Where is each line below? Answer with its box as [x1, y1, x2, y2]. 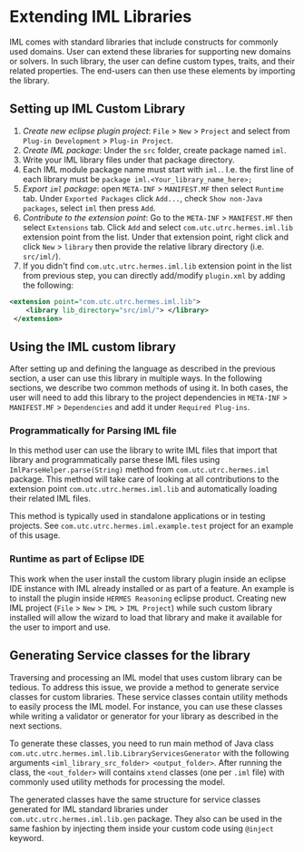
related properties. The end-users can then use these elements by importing [9, 65, 296, 76]
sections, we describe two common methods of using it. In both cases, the [9, 383, 289, 394]
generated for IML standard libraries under [9, 803, 169, 814]
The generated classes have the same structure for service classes [9, 794, 261, 805]
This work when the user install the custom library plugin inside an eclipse [9, 573, 287, 584]
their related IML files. [9, 493, 91, 504]
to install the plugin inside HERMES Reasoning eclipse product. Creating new [9, 592, 288, 603]
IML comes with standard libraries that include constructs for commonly [9, 36, 279, 47]
